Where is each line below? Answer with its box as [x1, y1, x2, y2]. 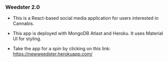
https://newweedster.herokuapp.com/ [12, 51, 93, 57]
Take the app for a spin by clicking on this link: [12, 46, 111, 52]
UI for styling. [12, 36, 42, 42]
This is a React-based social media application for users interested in [12, 15, 159, 21]
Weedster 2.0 [5, 4, 40, 11]
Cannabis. [12, 20, 34, 26]
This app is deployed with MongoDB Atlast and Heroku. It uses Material [12, 30, 163, 37]
